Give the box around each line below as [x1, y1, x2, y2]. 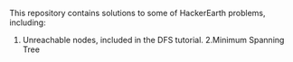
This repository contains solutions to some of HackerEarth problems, [9, 8, 266, 18]
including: [9, 17, 47, 28]
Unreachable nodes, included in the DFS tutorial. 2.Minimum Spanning [22, 35, 285, 45]
